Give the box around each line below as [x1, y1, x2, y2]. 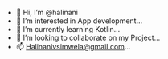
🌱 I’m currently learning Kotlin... [15, 25, 121, 33]
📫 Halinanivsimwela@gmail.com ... [15, 42, 131, 51]
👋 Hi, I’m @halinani [15, 8, 79, 17]
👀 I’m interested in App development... [15, 16, 143, 26]
